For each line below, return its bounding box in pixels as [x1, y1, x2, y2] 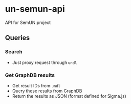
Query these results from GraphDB [12, 88, 82, 94]
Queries [5, 34, 30, 42]
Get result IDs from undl [12, 83, 61, 88]
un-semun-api [5, 3, 65, 15]
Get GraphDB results [5, 72, 55, 79]
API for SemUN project [5, 20, 51, 25]
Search [5, 48, 23, 55]
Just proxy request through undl [12, 60, 77, 65]
